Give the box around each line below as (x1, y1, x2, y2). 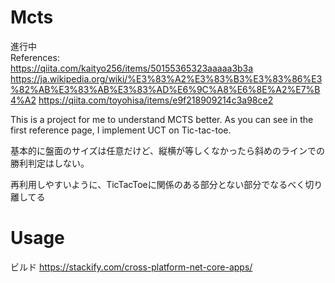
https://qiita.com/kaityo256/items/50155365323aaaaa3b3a (10, 62, 254, 74)
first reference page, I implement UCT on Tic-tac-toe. (10, 124, 232, 136)
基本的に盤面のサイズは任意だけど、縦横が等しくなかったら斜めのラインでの (10, 144, 325, 156)
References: (10, 51, 60, 63)
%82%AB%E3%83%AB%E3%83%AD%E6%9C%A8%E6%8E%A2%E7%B (10, 83, 321, 95)
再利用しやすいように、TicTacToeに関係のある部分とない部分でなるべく (10, 178, 306, 190)
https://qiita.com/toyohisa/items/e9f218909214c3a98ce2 (38, 94, 274, 106)
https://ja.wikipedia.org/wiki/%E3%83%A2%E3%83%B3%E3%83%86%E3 (10, 72, 323, 85)
